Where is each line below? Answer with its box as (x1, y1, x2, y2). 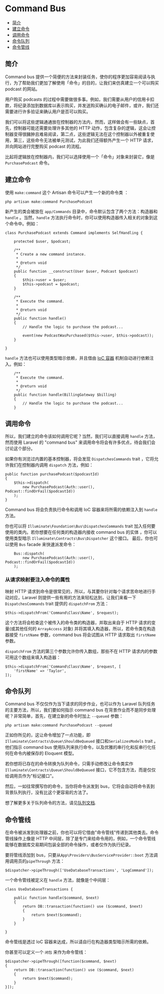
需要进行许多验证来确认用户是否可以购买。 (5, 108, 91, 114)
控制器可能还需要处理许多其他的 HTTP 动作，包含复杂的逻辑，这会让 (13, 125, 152, 131)
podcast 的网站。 (5, 86, 40, 92)
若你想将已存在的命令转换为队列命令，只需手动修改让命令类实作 (5, 761, 133, 767)
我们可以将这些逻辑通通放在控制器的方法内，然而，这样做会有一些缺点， (5, 119, 150, 125)
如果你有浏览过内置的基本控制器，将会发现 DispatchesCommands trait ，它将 (5, 456, 155, 462)
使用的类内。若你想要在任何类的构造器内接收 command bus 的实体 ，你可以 (5, 529, 157, 535)
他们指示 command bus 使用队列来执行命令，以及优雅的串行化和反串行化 (5, 744, 152, 750)
